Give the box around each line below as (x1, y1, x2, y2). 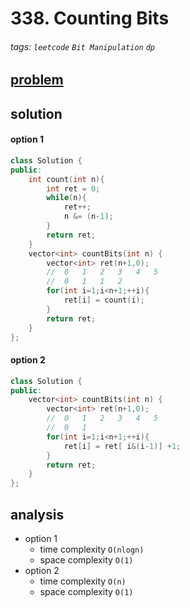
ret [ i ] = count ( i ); (63, 295, 145, 306)
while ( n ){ (46, 193, 87, 203)
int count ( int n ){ (28, 174, 105, 184)
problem (10, 72, 64, 89)
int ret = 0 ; (46, 183, 101, 194)
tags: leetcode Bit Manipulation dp (10, 40, 156, 52)
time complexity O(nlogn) (39, 543, 145, 555)
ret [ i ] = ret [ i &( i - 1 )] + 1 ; (63, 441, 182, 451)
